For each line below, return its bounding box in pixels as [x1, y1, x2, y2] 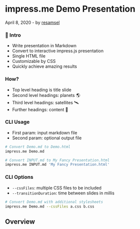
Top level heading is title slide [12, 87, 71, 93]
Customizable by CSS [12, 58, 56, 64]
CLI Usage [5, 118, 30, 125]
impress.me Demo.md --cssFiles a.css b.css [5, 204, 95, 209]
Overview [5, 217, 35, 226]
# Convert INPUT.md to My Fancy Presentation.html [5, 157, 110, 163]
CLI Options [5, 174, 34, 181]
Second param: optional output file [12, 135, 82, 141]
